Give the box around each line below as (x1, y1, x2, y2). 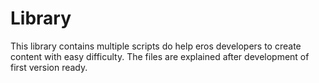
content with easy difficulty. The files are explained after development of (10, 50, 310, 62)
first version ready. (10, 61, 88, 73)
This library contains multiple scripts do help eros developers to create (10, 40, 302, 52)
